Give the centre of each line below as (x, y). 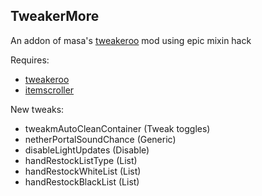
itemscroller (49, 90)
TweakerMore (55, 16)
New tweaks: (37, 109)
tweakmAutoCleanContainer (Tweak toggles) (117, 128)
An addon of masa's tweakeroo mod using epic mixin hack (131, 40)
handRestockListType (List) (81, 160)
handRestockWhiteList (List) (83, 171)
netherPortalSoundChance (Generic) (100, 139)
